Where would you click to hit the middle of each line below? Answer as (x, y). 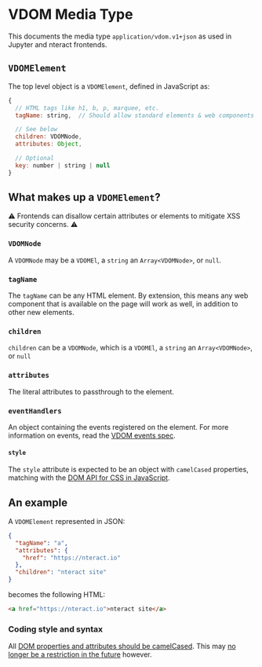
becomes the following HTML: (57, 595)
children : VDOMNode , (49, 137)
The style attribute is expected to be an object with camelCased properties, (128, 470)
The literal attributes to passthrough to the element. (91, 391)
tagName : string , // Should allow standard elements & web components (135, 115)
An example (38, 502)
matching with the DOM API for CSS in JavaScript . (89, 478)
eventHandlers (35, 411)
